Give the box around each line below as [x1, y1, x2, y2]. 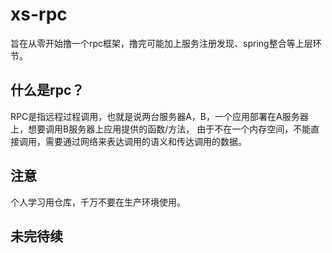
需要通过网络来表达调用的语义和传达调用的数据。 [44, 135, 247, 147]
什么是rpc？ [10, 82, 85, 99]
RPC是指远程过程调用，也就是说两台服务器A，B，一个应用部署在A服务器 [10, 110, 309, 122]
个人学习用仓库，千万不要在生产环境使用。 [10, 196, 186, 208]
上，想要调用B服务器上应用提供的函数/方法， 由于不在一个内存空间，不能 [10, 123, 312, 135]
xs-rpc [10, 3, 68, 26]
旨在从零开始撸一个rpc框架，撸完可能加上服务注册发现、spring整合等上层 [10, 37, 313, 49]
